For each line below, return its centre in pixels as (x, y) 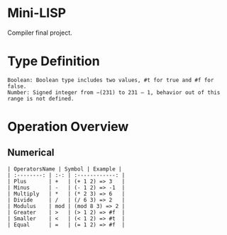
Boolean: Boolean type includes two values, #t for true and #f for (111, 80)
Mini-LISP (37, 13)
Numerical (31, 153)
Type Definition (54, 61)
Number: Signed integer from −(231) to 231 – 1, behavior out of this (114, 92)
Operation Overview (68, 127)
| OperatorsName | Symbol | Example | (65, 169)
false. (17, 86)
